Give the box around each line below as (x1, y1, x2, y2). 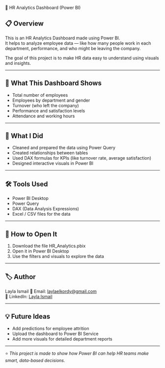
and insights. (5, 60, 31, 66)
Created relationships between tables (12, 150, 88, 156)
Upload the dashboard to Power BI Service (12, 331, 99, 337)
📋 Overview (5, 20, 44, 28)
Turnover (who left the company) (12, 102, 80, 108)
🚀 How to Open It (5, 230, 57, 238)
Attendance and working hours (12, 113, 75, 119)
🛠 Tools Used (5, 180, 48, 188)
